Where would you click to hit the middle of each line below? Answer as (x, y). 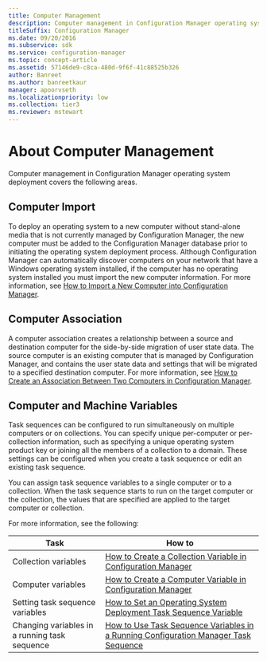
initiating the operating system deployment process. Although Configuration (132, 251)
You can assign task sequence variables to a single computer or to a (120, 482)
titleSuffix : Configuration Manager (69, 30)
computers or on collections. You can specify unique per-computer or (122, 433)
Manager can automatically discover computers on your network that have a (133, 260)
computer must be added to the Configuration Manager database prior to (128, 243)
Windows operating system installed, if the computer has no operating (123, 269)
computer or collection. (46, 508)
